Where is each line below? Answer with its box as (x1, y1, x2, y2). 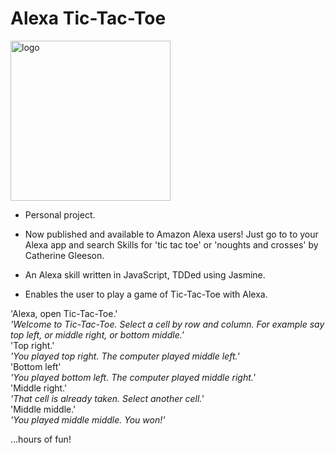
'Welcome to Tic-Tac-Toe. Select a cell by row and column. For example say (10, 318, 325, 330)
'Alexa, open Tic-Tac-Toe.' (10, 307, 118, 319)
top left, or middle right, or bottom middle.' (10, 328, 185, 341)
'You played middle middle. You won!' (10, 413, 166, 426)
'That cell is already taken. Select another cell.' (10, 392, 205, 404)
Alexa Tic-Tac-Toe (10, 7, 167, 30)
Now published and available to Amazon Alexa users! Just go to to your (24, 228, 319, 240)
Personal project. (24, 208, 96, 221)
